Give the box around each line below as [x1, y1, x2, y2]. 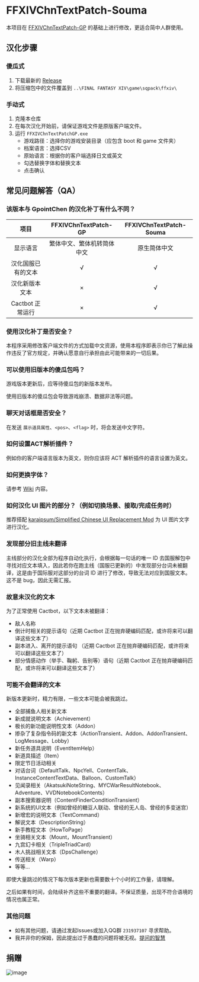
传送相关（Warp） [14, 856, 59, 863]
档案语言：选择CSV [23, 145, 71, 152]
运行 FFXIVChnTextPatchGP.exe [14, 130, 88, 137]
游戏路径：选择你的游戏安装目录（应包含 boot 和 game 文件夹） [23, 137, 179, 144]
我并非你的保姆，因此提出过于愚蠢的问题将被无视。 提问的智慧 [14, 934, 166, 941]
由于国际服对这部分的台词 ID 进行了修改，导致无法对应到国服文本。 [26, 569, 191, 576]
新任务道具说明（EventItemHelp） [14, 744, 98, 752]
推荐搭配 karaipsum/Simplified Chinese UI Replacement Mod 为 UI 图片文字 [6, 516, 190, 523]
